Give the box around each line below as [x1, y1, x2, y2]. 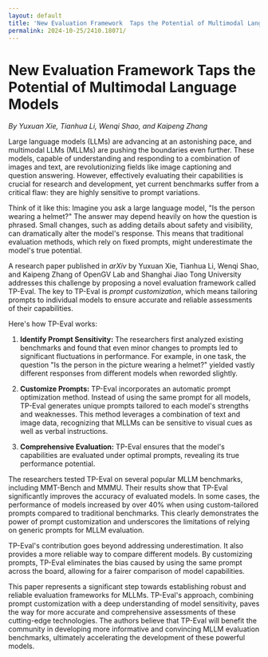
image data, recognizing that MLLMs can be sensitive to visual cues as [19, 418, 253, 428]
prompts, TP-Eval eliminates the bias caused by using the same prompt [8, 558, 242, 567]
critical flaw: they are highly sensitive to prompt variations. [8, 188, 201, 197]
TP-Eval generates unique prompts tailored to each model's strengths [19, 401, 249, 411]
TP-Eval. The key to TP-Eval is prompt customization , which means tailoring [8, 287, 258, 297]
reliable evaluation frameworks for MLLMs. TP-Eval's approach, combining [8, 591, 254, 600]
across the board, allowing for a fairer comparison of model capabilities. [8, 567, 245, 576]
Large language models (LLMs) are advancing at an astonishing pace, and [8, 137, 252, 146]
